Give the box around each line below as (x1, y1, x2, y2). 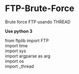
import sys (5, 48, 26, 54)
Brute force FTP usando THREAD (5, 19, 71, 25)
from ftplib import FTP (5, 37, 49, 44)
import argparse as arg (5, 53, 51, 59)
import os (5, 58, 24, 64)
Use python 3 (5, 28, 33, 34)
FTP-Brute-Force (5, 3, 75, 14)
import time (5, 43, 28, 48)
